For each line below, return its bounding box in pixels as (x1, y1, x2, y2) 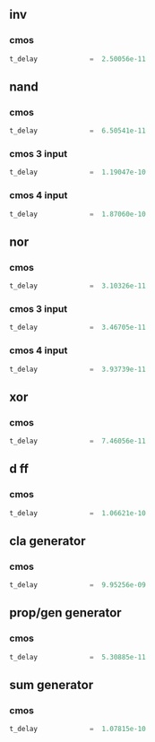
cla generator (9, 533, 86, 548)
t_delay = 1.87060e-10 (9, 210, 146, 219)
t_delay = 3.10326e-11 (9, 281, 146, 290)
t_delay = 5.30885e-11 (9, 652, 146, 661)
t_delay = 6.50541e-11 (9, 126, 146, 135)
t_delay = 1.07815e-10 (9, 725, 146, 734)
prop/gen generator (9, 605, 123, 621)
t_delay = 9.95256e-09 (9, 581, 146, 590)
